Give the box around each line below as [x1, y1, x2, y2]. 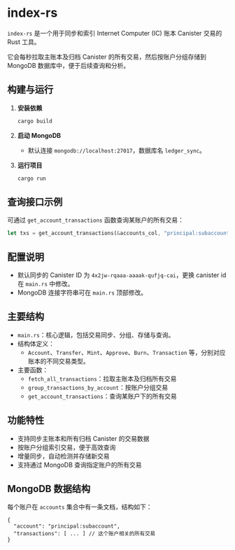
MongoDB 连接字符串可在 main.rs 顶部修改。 [17, 288, 148, 297]
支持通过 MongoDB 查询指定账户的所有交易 [17, 460, 142, 469]
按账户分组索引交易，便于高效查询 [17, 443, 116, 451]
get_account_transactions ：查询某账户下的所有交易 [27, 392, 177, 400]
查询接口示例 [7, 196, 63, 208]
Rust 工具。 [7, 37, 41, 46]
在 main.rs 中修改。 [17, 280, 74, 288]
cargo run [17, 175, 47, 182]
